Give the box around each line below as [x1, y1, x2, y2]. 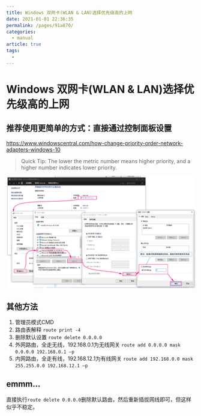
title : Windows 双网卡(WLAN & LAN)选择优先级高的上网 [6, 10, 133, 16]
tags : [6, 48, 20, 54]
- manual [11, 35, 34, 41]
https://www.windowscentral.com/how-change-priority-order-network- [6, 139, 184, 146]
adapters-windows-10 [6, 146, 61, 153]
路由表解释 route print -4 [14, 326, 81, 333]
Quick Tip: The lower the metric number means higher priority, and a [20, 157, 191, 164]
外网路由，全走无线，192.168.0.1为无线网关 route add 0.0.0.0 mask [14, 341, 181, 348]
